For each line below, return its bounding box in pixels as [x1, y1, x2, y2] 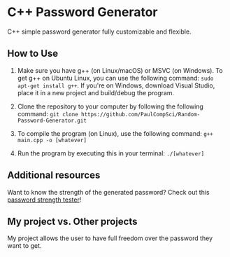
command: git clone [17, 109, 78, 118]
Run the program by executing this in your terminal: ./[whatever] [17, 148, 205, 158]
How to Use [7, 48, 59, 60]
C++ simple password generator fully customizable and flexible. [7, 27, 192, 36]
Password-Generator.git [17, 117, 87, 124]
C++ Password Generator [7, 4, 158, 20]
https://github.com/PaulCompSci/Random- [80, 111, 201, 118]
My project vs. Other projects [7, 215, 138, 228]
